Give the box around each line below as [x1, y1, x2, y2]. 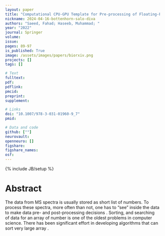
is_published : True [5, 48, 45, 53]
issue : [5, 39, 19, 44]
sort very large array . [5, 225, 49, 231]
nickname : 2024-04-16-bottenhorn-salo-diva [5, 16, 96, 21]
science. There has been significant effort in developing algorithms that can [5, 220, 159, 226]
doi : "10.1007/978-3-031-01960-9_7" [5, 111, 80, 117]
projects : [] [5, 57, 32, 62]
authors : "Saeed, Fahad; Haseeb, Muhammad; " [5, 21, 100, 26]
